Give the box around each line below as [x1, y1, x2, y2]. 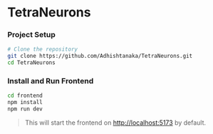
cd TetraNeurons [7, 59, 56, 66]
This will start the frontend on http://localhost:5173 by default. [24, 118, 207, 127]
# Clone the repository [7, 46, 78, 53]
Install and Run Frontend [7, 76, 94, 86]
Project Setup [7, 30, 56, 40]
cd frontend [7, 92, 43, 100]
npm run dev [7, 105, 43, 113]
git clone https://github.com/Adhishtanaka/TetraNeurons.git [7, 53, 193, 60]
